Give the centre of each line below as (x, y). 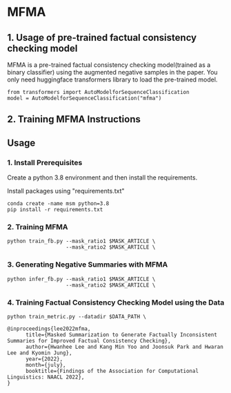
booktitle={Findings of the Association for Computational (112, 371)
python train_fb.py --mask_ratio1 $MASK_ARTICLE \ (81, 241)
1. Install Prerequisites (45, 162)
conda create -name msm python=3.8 (58, 204)
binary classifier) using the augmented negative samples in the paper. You (113, 72)
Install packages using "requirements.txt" (66, 191)
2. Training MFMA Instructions (74, 119)
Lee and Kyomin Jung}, (40, 353)
